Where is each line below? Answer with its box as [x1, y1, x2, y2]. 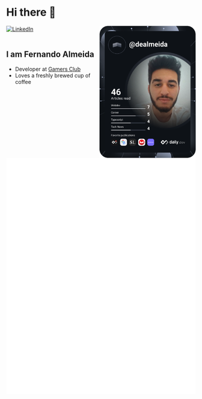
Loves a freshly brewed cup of [14, 72, 91, 79]
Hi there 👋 [6, 5, 56, 19]
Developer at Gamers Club [14, 65, 81, 72]
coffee [14, 78, 31, 85]
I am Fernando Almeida [6, 49, 94, 60]
